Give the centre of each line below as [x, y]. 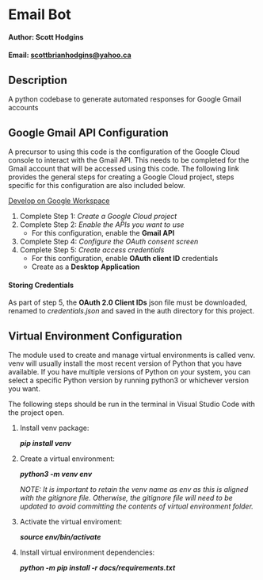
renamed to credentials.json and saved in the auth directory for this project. [131, 311]
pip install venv [45, 444]
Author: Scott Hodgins [46, 36]
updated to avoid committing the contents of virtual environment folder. [136, 506]
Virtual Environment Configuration [95, 336]
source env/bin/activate [60, 537]
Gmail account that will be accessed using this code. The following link [124, 169]
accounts [23, 108]
